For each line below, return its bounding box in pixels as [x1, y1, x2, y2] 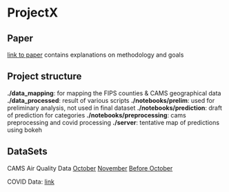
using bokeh [7, 126, 43, 134]
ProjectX [7, 5, 59, 21]
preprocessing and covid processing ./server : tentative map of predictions [7, 118, 219, 126]
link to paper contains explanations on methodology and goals [7, 50, 184, 59]
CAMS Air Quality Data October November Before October [7, 164, 173, 172]
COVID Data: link [7, 177, 55, 186]
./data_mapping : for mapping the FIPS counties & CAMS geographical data [7, 88, 221, 97]
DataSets [7, 146, 48, 157]
